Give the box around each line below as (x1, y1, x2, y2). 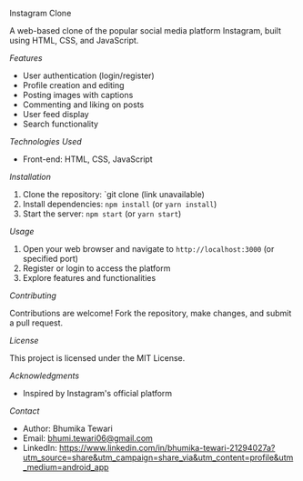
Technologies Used (9, 136, 82, 146)
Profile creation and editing (22, 80, 125, 90)
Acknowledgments (9, 370, 80, 381)
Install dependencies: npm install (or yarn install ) (22, 199, 217, 209)
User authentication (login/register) (22, 70, 155, 81)
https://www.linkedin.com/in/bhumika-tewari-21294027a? (58, 443, 276, 453)
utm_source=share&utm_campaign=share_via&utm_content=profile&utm (22, 452, 294, 463)
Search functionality (22, 118, 98, 129)
